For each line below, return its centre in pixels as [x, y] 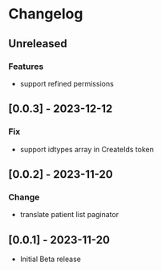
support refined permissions [67, 83]
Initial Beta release [51, 259]
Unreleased [38, 44]
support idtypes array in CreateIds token [87, 149]
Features [26, 66]
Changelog [46, 14]
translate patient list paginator [69, 215]
